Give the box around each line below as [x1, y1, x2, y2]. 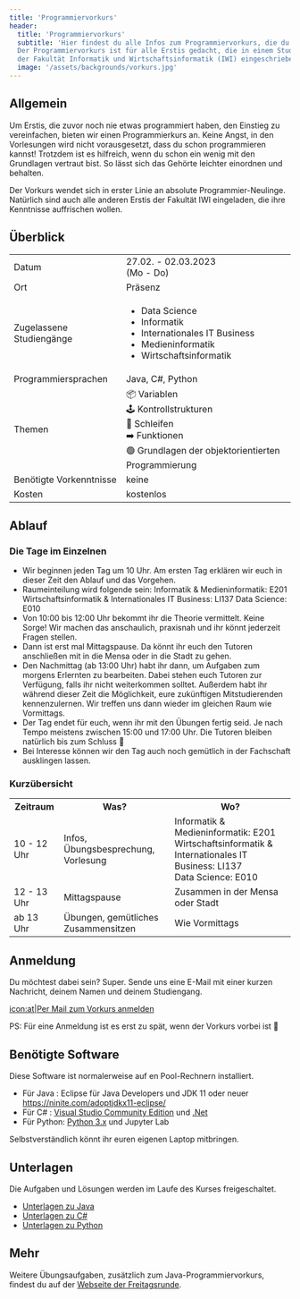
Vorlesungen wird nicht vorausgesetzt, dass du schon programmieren [9, 139, 266, 149]
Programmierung [126, 458, 197, 471]
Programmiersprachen [13, 372, 109, 385]
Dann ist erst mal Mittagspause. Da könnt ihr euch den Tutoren [21, 641, 253, 652]
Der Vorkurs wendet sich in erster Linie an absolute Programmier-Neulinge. [9, 184, 286, 195]
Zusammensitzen [63, 922, 137, 935]
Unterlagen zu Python [21, 1219, 104, 1230]
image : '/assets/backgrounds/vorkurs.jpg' [17, 64, 178, 72]
